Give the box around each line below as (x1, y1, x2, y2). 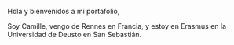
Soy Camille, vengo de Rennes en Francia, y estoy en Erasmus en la (7, 22, 227, 30)
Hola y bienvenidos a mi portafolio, (7, 7, 120, 16)
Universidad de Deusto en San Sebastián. (7, 30, 142, 39)
